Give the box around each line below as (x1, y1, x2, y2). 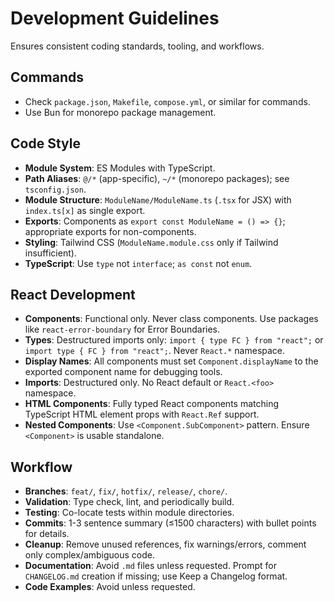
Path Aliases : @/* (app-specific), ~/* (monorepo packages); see (24, 172, 290, 184)
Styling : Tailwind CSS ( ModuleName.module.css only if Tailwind (24, 236, 279, 248)
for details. (24, 528, 70, 540)
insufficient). (24, 247, 77, 259)
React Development (10, 286, 136, 303)
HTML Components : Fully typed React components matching (24, 398, 279, 410)
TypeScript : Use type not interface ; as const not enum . (24, 257, 253, 269)
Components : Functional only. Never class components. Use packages (24, 313, 319, 325)
